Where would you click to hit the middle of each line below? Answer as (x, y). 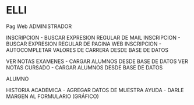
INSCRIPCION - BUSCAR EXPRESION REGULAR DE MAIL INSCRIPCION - (93, 37)
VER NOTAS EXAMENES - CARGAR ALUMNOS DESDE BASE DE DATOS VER (97, 61)
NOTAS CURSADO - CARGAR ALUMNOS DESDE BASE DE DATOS (84, 67)
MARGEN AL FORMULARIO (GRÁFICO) (52, 96)
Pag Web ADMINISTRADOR (39, 26)
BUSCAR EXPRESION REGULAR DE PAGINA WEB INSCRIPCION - (84, 44)
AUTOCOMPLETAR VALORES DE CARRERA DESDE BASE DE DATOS (87, 50)
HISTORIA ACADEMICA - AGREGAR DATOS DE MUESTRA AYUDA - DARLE (95, 90)
